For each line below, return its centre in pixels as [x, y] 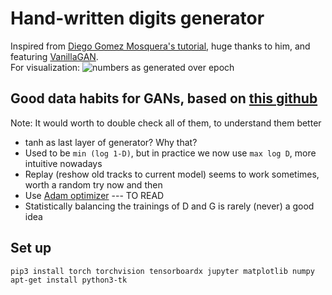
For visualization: [45, 67]
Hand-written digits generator [137, 18]
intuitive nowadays [63, 163]
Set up [31, 248]
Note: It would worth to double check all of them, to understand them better [166, 123]
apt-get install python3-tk [69, 280]
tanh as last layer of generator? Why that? [111, 142]
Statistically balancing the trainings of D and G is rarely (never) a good [169, 206]
